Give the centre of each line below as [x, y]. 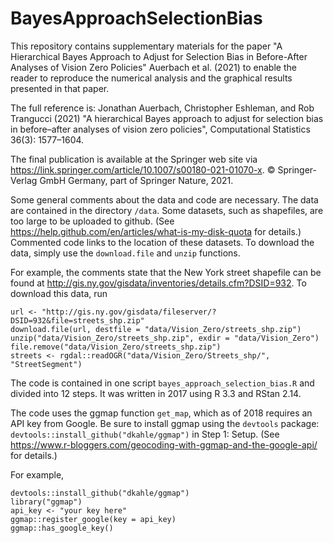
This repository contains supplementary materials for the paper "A [146, 46]
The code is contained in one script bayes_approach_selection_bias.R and [162, 383]
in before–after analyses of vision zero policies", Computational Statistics [160, 129]
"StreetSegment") [46, 364]
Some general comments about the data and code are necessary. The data [164, 199]
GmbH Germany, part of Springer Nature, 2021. [136, 180]
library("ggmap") [46, 502]
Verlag [24, 180]
